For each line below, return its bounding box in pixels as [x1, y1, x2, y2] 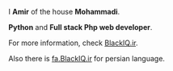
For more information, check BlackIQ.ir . [8, 38, 139, 48]
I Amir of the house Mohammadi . [8, 7, 120, 16]
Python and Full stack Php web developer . [8, 23, 153, 31]
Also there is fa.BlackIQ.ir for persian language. [8, 54, 166, 63]
